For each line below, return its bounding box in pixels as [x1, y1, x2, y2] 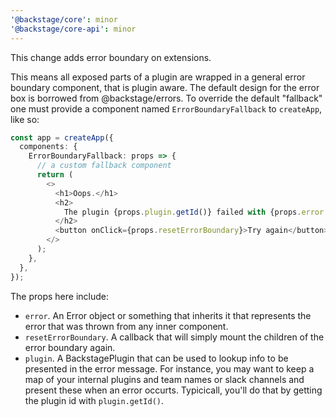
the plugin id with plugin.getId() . [24, 394, 165, 406]
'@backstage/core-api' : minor [10, 24, 137, 34]
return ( [36, 170, 74, 180]
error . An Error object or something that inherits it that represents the [24, 309, 312, 321]
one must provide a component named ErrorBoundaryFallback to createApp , [10, 102, 323, 115]
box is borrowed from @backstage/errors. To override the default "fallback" [10, 92, 323, 104]
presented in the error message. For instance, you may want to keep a [24, 362, 315, 375]
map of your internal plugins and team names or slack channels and [24, 373, 305, 385]
